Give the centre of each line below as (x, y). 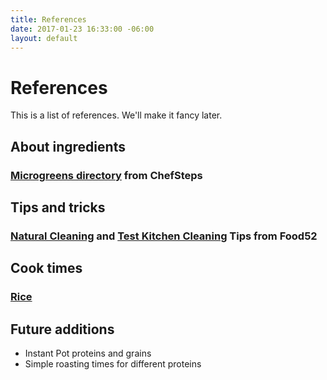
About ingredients (68, 146)
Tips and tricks (58, 207)
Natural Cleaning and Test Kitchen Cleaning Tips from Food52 (164, 236)
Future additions (62, 329)
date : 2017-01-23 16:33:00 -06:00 (82, 29)
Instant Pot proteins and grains (88, 353)
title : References (48, 19)
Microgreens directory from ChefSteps (106, 175)
